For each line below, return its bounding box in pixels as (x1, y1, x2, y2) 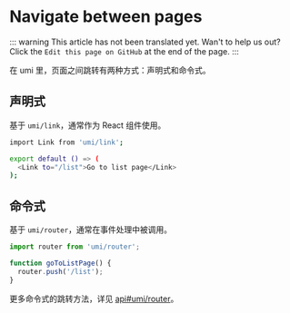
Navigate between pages (9, 6, 203, 27)
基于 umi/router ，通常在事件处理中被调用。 (9, 224, 173, 235)
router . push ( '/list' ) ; (17, 267, 104, 276)
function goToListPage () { (9, 259, 112, 268)
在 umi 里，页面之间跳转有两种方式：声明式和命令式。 (9, 64, 211, 75)
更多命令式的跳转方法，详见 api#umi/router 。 (9, 293, 179, 304)
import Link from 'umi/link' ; (9, 138, 125, 147)
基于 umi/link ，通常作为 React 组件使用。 (9, 120, 166, 131)
